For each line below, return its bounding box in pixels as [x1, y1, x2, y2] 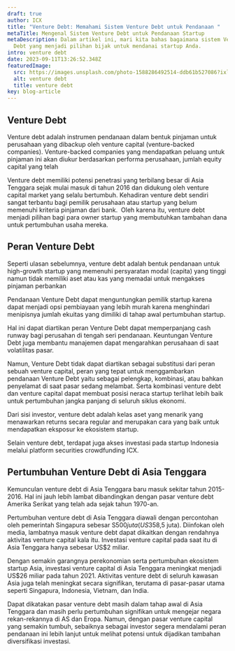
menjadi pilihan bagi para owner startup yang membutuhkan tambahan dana [7, 213, 227, 221]
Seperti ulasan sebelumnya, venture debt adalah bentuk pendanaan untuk [7, 259, 220, 268]
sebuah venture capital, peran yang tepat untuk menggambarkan [7, 366, 194, 375]
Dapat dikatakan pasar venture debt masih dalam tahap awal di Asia [7, 599, 203, 608]
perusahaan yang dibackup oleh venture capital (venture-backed [7, 140, 194, 148]
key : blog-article [7, 88, 61, 95]
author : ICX [7, 17, 42, 24]
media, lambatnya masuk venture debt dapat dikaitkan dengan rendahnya [7, 528, 220, 536]
